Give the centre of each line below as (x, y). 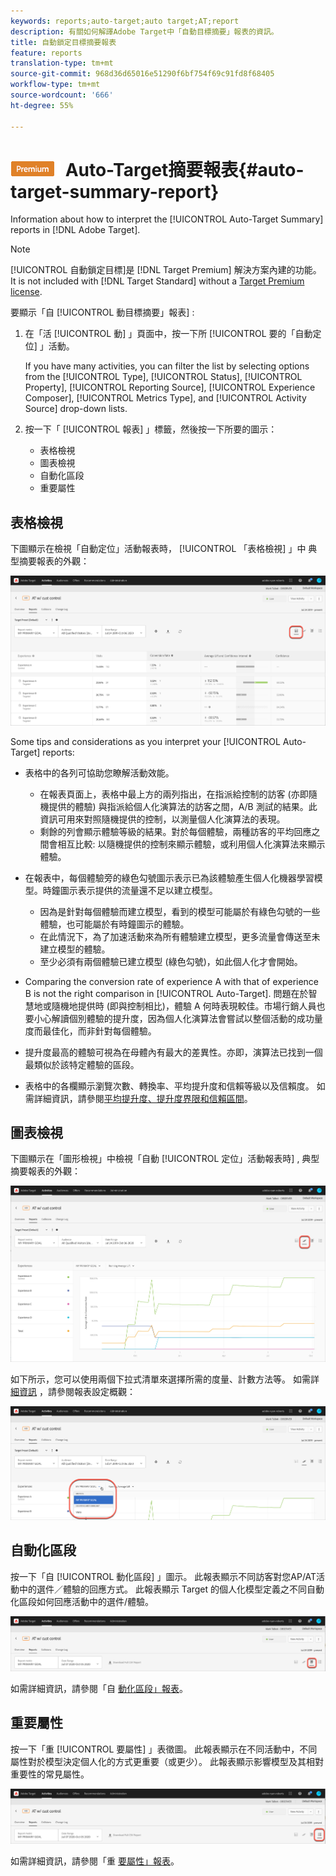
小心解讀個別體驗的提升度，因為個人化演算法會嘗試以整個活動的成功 (174, 1018)
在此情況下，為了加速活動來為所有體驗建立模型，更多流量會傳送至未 (180, 936)
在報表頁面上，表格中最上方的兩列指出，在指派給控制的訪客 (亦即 (174, 794)
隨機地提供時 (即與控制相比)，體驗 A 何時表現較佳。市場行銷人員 (184, 1006)
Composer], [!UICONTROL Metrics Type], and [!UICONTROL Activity (165, 398)
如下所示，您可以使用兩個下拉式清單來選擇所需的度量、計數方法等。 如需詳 (165, 1379)
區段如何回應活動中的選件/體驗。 (86, 1601)
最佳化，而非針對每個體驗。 (99, 1031)
